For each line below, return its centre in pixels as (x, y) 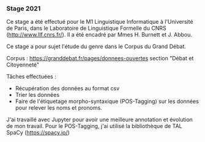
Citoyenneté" (23, 65)
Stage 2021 (24, 9)
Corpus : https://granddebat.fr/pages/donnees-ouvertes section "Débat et (100, 59)
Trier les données (37, 95)
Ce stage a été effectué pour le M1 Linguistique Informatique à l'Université (100, 22)
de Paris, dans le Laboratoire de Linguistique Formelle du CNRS (86, 28)
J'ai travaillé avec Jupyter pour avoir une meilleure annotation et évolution (99, 119)
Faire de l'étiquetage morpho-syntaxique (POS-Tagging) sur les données (107, 101)
